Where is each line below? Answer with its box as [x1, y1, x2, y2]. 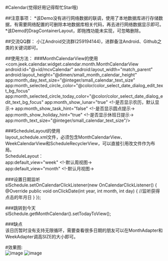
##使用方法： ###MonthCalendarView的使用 [5, 55, 98, 61]
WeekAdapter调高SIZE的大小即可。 [5, 234, 78, 239]
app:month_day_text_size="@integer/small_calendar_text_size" [5, 77, 135, 83]
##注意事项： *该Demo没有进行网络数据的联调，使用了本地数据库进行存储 [5, 15, 159, 21]
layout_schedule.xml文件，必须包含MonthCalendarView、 [5, 134, 125, 140]
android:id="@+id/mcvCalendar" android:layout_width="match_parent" [5, 67, 153, 72]
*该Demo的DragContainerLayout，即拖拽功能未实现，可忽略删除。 [5, 28, 143, 34]
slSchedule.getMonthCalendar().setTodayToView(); [5, 211, 112, 217]
